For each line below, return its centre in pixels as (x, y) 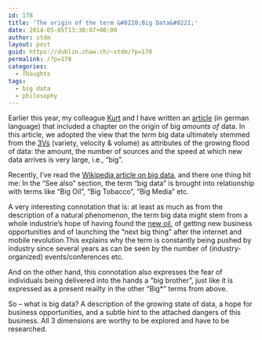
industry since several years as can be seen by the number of (108, 249)
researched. (27, 329)
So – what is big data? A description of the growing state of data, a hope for (130, 304)
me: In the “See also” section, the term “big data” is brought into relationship (131, 183)
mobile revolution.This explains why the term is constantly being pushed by (130, 240)
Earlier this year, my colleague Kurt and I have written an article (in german (129, 118)
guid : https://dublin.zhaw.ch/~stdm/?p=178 (80, 52)
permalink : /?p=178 (40, 60)
